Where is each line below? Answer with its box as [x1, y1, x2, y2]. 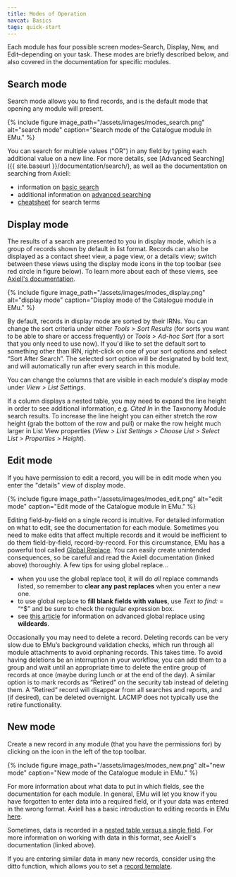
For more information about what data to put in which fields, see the [7, 782, 204, 790]
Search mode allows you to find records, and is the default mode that [7, 97, 209, 106]
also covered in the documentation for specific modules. [7, 58, 171, 66]
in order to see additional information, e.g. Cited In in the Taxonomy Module [7, 404, 227, 413]
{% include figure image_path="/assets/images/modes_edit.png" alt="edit [7, 495, 223, 503]
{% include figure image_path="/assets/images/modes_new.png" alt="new [7, 761, 225, 769]
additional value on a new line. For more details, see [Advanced [7, 155, 192, 163]
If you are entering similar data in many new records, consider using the [7, 854, 216, 863]
